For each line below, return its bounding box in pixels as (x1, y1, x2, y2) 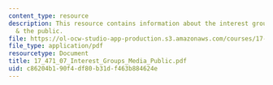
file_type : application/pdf (8, 42, 104, 50)
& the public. (15, 27, 63, 35)
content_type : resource (8, 11, 89, 20)
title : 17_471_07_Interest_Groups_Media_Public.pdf (8, 57, 187, 66)
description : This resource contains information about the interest (8, 19, 249, 28)
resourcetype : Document (8, 49, 89, 57)
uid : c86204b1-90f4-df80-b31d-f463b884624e (8, 65, 158, 73)
